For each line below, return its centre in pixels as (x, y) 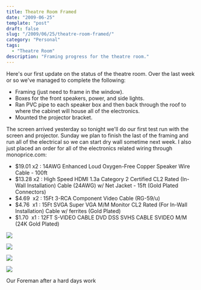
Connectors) (30, 192)
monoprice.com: (26, 155)
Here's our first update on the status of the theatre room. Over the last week (100, 73)
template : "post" (28, 23)
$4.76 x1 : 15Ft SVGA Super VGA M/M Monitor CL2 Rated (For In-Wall (101, 205)
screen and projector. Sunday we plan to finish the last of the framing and (97, 135)
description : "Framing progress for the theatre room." (78, 57)
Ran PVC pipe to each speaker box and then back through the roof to (100, 104)
